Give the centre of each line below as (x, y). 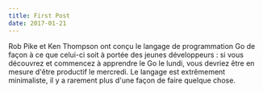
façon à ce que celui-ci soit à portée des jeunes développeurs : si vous (126, 55)
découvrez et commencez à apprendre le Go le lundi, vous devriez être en (131, 63)
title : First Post (39, 16)
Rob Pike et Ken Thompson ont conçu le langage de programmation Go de (132, 46)
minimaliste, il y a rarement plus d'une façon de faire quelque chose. (122, 80)
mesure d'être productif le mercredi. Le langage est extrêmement (117, 71)
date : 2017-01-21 (38, 23)
